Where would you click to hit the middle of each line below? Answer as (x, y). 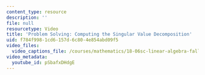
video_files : (23, 46)
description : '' (27, 18)
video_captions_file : (39, 51)
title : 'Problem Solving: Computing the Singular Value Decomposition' (99, 34)
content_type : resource (37, 12)
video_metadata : (27, 57)
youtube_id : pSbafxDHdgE (43, 62)
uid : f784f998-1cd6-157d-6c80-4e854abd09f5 (63, 40)
